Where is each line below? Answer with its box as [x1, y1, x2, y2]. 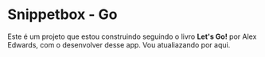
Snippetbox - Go [7, 6, 118, 24]
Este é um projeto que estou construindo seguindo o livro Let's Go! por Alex [7, 32, 257, 41]
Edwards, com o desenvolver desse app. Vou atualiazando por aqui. [7, 40, 231, 49]
